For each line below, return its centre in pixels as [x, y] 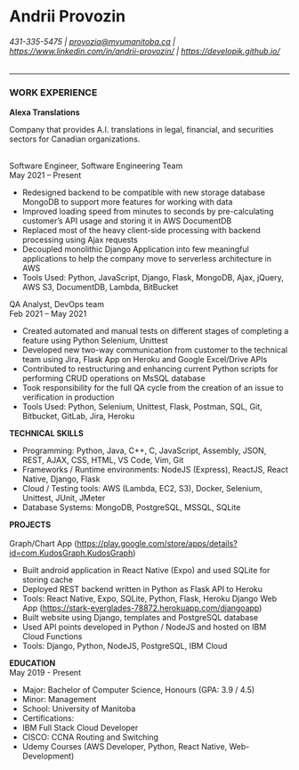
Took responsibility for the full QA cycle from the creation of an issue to [153, 387]
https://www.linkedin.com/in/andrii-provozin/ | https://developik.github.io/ [145, 51]
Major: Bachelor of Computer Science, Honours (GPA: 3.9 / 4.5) [138, 689]
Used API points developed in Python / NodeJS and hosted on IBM [144, 627]
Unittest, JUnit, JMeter [64, 498]
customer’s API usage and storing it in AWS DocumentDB [127, 221]
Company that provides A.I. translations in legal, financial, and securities [141, 129]
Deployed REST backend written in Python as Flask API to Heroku [142, 588]
